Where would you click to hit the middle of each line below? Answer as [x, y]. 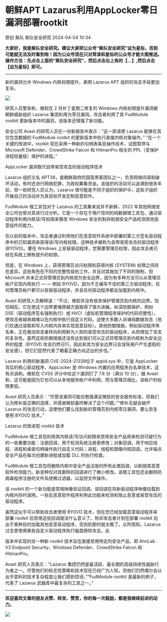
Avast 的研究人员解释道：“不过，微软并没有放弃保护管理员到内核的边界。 [80, 301]
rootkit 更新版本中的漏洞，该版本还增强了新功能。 [56, 121]
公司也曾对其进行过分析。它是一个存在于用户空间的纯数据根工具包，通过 [83, 213]
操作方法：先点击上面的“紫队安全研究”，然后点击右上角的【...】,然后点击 [80, 60]
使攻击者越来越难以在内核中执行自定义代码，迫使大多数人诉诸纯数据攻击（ [81, 319]
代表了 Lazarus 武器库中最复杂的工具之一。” [49, 583]
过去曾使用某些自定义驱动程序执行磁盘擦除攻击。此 [57, 530]
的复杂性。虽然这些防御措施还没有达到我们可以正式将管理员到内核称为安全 [81, 338]
